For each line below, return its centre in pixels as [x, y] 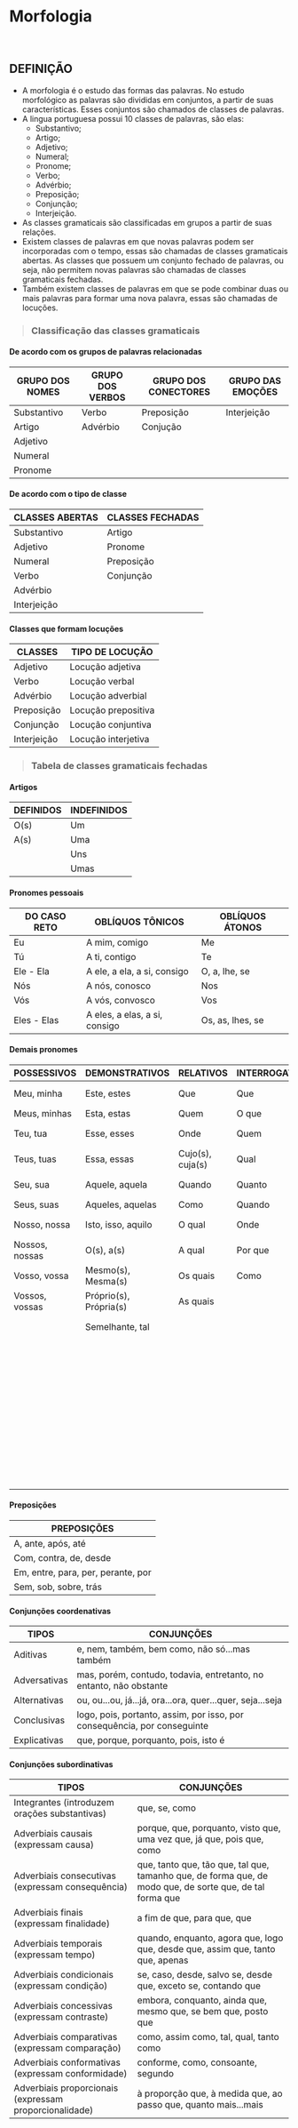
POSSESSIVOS [45, 1073]
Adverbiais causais [53, 1834]
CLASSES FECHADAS [153, 517]
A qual [192, 1250]
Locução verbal [102, 682]
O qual [192, 1224]
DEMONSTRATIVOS [127, 1073]
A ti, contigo [111, 956]
